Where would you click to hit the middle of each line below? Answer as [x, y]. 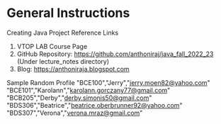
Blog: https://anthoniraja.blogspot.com [73, 69]
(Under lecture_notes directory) [63, 61]
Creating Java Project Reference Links [62, 33]
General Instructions [68, 13]
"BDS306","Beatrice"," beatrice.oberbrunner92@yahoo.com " [95, 105]
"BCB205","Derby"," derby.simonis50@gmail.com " [79, 98]
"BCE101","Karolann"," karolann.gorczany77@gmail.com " [89, 90]
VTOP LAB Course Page [52, 46]
